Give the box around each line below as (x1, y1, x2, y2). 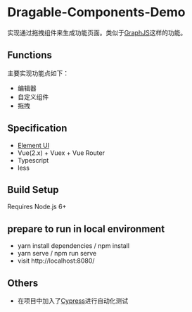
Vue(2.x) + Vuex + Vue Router (17, 149, 105, 157)
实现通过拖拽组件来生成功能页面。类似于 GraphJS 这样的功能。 (7, 28, 187, 37)
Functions (7, 49, 53, 61)
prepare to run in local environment (7, 223, 165, 235)
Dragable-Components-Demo (7, 4, 186, 20)
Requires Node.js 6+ (7, 202, 67, 211)
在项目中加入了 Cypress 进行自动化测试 (17, 297, 129, 305)
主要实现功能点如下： (7, 68, 69, 77)
